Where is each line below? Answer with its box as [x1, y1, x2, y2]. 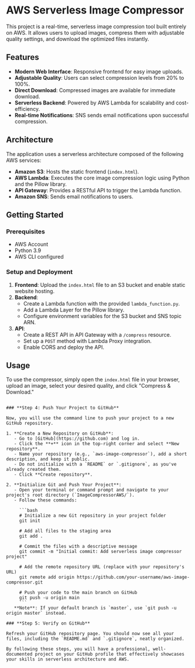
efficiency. [14, 105, 40, 112]
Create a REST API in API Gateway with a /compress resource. [23, 331, 172, 338]
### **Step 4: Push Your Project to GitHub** [6, 405, 119, 411]
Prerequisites [6, 227, 45, 235]
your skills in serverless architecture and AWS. [6, 656, 130, 663]
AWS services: [6, 157, 42, 164]
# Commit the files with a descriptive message [19, 544, 138, 550]
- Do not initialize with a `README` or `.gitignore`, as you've [13, 462, 177, 467]
